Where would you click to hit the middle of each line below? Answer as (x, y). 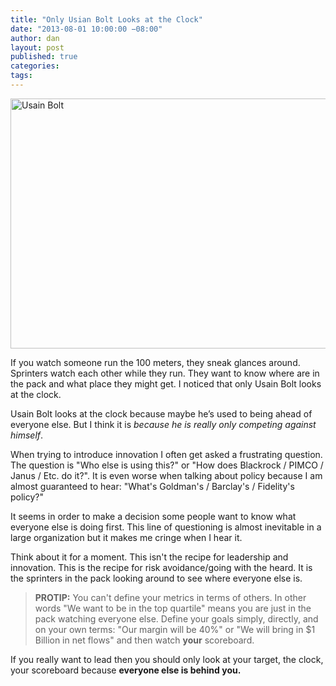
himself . (27, 435)
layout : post (37, 47)
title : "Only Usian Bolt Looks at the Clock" (106, 19)
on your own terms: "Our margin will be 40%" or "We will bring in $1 (175, 629)
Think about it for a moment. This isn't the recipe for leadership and (149, 557)
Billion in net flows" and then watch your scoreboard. (144, 640)
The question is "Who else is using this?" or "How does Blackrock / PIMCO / (167, 465)
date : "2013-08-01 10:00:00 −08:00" (86, 29)
